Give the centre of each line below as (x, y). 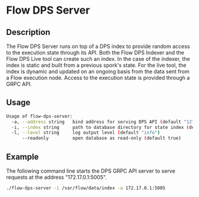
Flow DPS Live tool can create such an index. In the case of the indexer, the (98, 59)
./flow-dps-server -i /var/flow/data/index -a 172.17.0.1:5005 (86, 188)
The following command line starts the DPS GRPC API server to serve (91, 171)
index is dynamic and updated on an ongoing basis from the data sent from (98, 71)
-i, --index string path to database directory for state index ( (100, 127)
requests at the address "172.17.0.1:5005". (57, 177)
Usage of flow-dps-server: (39, 116)
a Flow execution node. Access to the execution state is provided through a (98, 78)
